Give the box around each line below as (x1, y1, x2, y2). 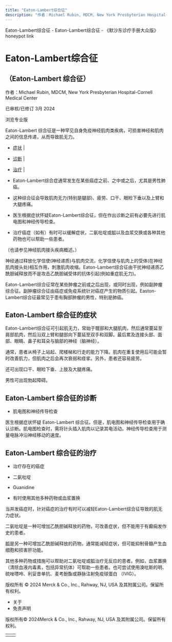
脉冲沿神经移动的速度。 (14, 432, 64, 438)
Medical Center (5, 95, 38, 101)
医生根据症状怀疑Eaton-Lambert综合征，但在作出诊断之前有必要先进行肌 (12, 212, 166, 218)
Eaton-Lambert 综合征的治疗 (5, 448, 97, 457)
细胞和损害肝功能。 (5, 546, 46, 553)
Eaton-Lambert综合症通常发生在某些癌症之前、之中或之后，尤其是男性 (12, 177, 161, 183)
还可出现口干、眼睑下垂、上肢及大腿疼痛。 (5, 366, 95, 372)
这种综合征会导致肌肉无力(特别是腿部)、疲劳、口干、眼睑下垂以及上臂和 (12, 195, 165, 201)
